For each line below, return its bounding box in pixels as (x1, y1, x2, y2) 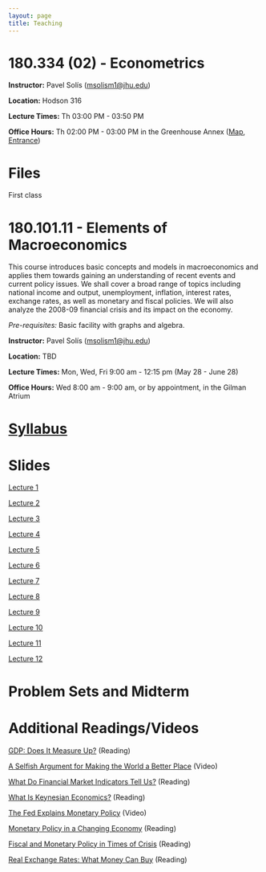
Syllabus (8, 420, 68, 438)
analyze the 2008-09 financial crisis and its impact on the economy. (8, 305, 233, 314)
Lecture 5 (8, 545, 40, 555)
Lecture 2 (8, 498, 40, 508)
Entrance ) (8, 136, 41, 145)
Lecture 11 (8, 638, 42, 648)
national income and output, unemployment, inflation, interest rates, (8, 288, 232, 297)
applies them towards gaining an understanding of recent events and (8, 271, 236, 280)
